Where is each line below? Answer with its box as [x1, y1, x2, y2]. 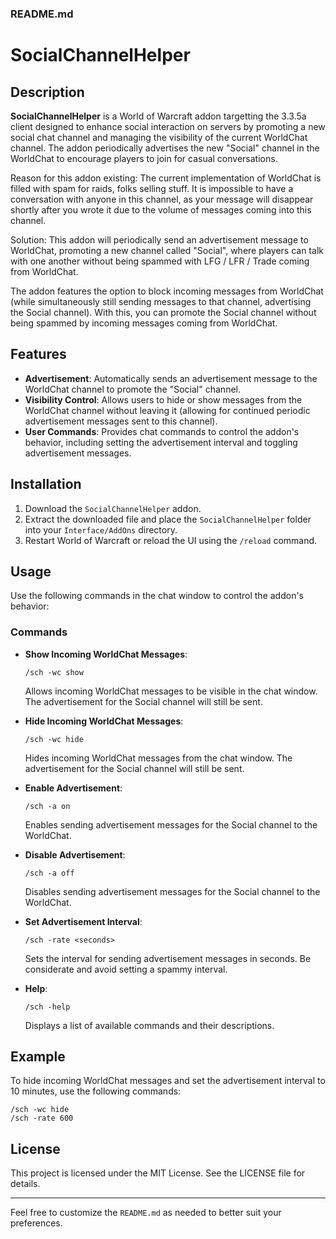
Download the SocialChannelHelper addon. [24, 502, 202, 514]
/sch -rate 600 [10, 1113, 74, 1124]
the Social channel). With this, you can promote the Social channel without [10, 306, 317, 318]
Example [10, 1048, 66, 1066]
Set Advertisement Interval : [24, 915, 143, 927]
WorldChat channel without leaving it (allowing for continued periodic [24, 404, 311, 416]
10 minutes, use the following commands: [10, 1085, 182, 1097]
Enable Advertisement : [24, 782, 123, 794]
